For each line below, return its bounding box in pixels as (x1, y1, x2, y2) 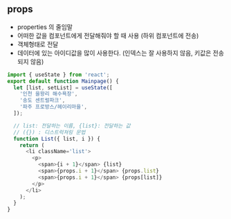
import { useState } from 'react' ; (7, 71, 110, 78)
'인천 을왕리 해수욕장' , (19, 91, 78, 98)
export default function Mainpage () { (7, 78, 119, 85)
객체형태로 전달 (17, 40, 59, 49)
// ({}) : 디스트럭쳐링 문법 (13, 129, 86, 136)
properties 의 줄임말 (17, 22, 73, 31)
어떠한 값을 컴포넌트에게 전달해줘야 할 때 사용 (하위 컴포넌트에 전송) (17, 31, 199, 40)
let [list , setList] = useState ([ (13, 84, 113, 91)
